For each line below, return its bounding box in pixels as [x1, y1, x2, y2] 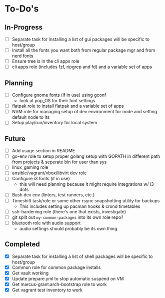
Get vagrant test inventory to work [11, 286, 83, 293]
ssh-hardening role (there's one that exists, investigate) [11, 208, 126, 214]
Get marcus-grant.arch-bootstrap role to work [11, 281, 107, 287]
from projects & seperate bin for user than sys [11, 159, 107, 165]
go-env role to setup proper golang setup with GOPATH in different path [11, 153, 160, 159]
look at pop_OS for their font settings [19, 98, 95, 104]
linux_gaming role [11, 164, 48, 170]
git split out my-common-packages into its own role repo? [11, 214, 123, 220]
